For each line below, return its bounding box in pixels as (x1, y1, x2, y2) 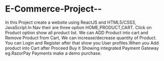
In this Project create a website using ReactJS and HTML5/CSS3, (5, 19, 136, 25)
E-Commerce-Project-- (5, 3, 102, 15)
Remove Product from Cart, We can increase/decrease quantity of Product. (5, 35, 157, 41)
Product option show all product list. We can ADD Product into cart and (5, 30, 148, 35)
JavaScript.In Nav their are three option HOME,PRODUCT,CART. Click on (5, 24, 152, 30)
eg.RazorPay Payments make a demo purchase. (5, 50, 102, 56)
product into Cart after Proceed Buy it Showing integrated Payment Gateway (5, 45, 159, 51)
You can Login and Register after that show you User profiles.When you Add (5, 40, 159, 46)
